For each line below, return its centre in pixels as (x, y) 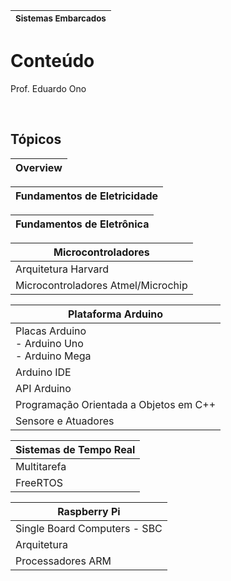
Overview (39, 167)
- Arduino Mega (53, 356)
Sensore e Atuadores (65, 421)
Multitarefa (41, 466)
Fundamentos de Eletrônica (82, 224)
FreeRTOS (39, 482)
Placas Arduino (51, 331)
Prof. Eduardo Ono (48, 88)
